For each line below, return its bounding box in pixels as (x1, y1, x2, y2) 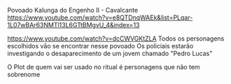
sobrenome (7, 70, 41, 78)
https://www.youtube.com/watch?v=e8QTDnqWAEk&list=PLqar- (7, 13, 193, 22)
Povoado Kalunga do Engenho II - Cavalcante (7, 6, 139, 14)
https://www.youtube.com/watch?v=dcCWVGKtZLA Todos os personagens (7, 34, 225, 43)
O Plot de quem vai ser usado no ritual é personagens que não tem (7, 63, 201, 71)
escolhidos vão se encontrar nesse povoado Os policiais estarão (7, 42, 194, 50)
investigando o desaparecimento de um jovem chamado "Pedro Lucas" (7, 49, 213, 57)
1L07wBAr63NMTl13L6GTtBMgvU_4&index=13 (7, 21, 140, 29)
